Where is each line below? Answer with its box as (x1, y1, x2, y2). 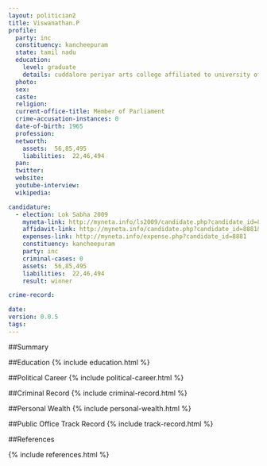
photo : (15, 78, 37, 86)
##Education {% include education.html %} (8, 357, 151, 367)
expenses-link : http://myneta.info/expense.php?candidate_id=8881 (22, 233, 247, 241)
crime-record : (8, 291, 56, 299)
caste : (15, 93, 37, 101)
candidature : (8, 203, 52, 211)
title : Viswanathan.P (8, 19, 80, 27)
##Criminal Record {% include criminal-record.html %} (8, 388, 188, 398)
